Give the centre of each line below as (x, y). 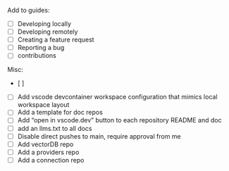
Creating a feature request (56, 40)
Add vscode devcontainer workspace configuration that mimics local (117, 97)
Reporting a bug (41, 48)
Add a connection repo (51, 160)
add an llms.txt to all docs (55, 128)
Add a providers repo (48, 152)
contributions (37, 56)
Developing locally (44, 24)
